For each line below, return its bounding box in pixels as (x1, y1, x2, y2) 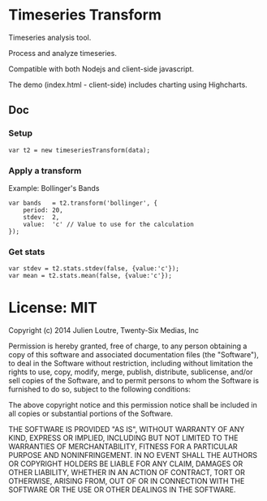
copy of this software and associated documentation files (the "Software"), (8, 350, 260, 360)
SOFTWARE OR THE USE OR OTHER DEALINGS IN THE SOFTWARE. (8, 485, 236, 495)
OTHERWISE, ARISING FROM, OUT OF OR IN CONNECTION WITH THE (8, 477, 245, 486)
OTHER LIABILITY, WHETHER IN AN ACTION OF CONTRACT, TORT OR (8, 468, 245, 477)
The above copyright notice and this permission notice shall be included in (8, 400, 257, 410)
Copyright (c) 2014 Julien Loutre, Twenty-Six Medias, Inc (8, 326, 199, 335)
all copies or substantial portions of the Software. (8, 408, 173, 419)
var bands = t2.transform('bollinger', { (8, 199, 158, 207)
